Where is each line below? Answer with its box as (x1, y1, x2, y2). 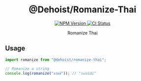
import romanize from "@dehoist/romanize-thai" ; (5, 57, 107, 62)
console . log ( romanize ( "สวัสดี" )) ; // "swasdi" (5, 71, 97, 76)
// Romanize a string (5, 66, 50, 71)
